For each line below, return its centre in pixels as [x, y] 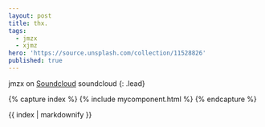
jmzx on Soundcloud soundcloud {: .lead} [77, 83]
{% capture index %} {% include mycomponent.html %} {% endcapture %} [132, 99]
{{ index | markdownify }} [50, 114]
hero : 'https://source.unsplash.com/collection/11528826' [107, 53]
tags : [17, 31]
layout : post [30, 16]
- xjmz [26, 46]
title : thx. [28, 23]
